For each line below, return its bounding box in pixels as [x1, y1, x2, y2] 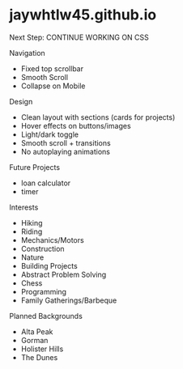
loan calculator [20, 178, 71, 188]
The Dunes [20, 352, 58, 362]
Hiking [20, 218, 43, 227]
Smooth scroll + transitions [20, 138, 112, 147]
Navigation [9, 48, 45, 57]
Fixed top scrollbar [20, 63, 84, 74]
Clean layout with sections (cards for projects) [20, 112, 176, 122]
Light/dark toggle [20, 129, 79, 139]
